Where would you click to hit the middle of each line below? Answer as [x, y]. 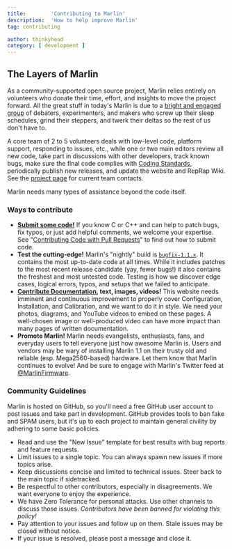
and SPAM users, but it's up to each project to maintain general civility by [112, 421]
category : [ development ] [46, 46]
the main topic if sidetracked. [59, 479]
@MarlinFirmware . [44, 373]
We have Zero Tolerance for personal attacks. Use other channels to [115, 501]
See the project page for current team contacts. [75, 178]
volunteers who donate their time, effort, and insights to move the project [112, 98]
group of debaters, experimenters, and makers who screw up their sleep [111, 113]
